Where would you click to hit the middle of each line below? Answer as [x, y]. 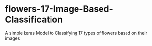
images [13, 38]
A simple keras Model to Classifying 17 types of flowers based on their [76, 33]
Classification [34, 19]
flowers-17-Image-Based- [59, 9]
